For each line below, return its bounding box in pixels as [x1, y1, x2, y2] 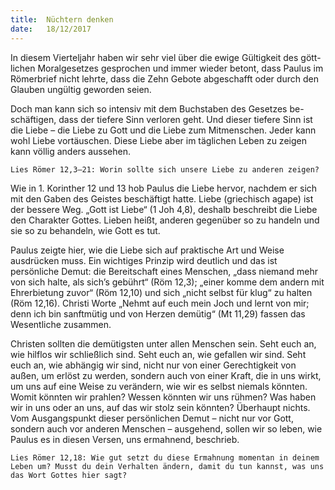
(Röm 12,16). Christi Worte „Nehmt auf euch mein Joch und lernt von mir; [10, 297, 310, 309]
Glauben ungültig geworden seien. [10, 83, 152, 95]
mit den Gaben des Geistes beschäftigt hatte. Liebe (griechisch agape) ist [10, 192, 314, 205]
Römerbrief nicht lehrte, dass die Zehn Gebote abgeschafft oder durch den [10, 72, 319, 85]
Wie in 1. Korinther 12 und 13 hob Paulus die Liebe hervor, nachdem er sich [10, 182, 318, 194]
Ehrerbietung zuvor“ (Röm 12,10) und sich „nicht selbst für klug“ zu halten [10, 286, 313, 298]
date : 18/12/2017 [10, 24, 92, 34]
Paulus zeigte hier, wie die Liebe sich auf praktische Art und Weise [10, 244, 285, 256]
